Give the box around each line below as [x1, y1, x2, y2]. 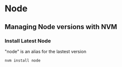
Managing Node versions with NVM [4, 23, 118, 31]
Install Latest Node [4, 37, 51, 44]
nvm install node [4, 58, 41, 63]
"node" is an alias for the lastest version [4, 48, 87, 54]
